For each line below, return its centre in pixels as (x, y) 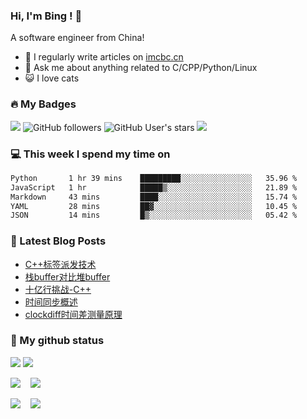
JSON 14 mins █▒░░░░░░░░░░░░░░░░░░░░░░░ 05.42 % (154, 215)
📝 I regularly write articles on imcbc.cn (104, 57)
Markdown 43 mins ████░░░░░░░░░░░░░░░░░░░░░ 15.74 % (154, 197)
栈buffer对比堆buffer (67, 276)
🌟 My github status (57, 341)
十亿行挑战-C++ (58, 289)
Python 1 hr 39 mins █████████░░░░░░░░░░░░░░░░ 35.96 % (154, 178)
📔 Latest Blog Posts (58, 241)
